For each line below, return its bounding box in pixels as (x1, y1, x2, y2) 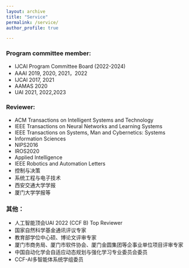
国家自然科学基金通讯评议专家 (14, 226, 86, 234)
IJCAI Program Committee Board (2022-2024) (14, 63, 126, 70)
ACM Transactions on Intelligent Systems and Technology (14, 116, 153, 123)
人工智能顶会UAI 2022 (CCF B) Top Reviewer (14, 219, 123, 226)
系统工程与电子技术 (14, 174, 61, 181)
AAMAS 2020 (14, 83, 48, 90)
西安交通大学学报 (14, 181, 56, 188)
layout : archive (6, 8, 45, 15)
